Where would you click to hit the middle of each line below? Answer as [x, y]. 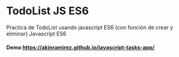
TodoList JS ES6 [47, 11]
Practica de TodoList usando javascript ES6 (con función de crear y [90, 27]
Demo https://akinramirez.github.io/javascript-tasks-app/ [80, 47]
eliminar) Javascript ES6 [36, 33]
